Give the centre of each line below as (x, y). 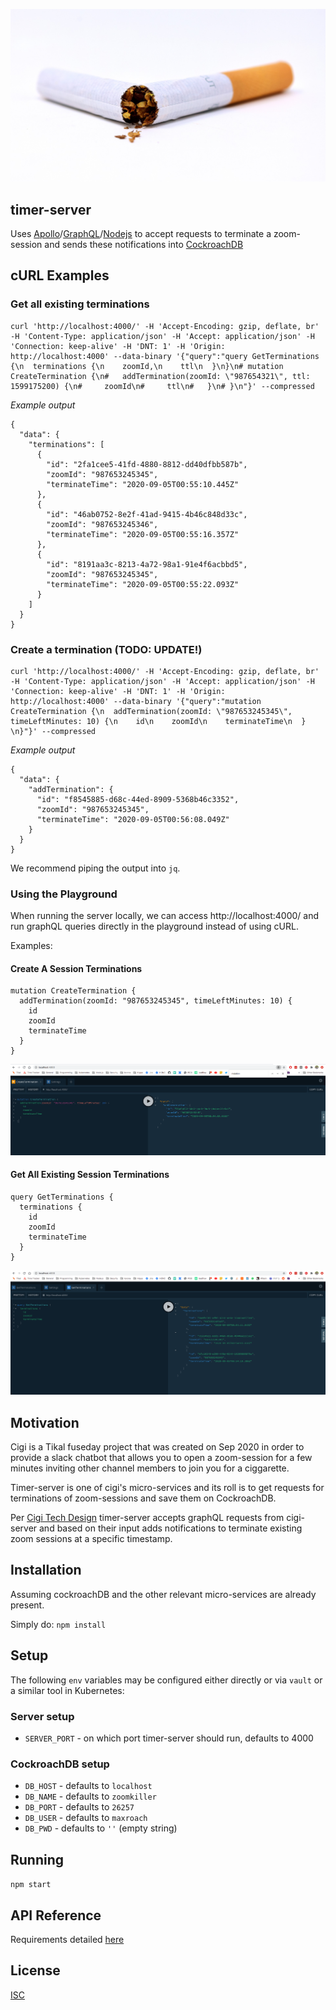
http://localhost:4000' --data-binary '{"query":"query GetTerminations (165, 356)
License (35, 1970)
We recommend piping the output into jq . (95, 868)
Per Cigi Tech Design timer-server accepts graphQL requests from (147, 1518)
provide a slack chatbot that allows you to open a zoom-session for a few (161, 1458)
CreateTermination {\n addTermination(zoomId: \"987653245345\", (151, 711)
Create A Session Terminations (76, 968)
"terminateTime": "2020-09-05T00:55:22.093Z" (143, 584)
